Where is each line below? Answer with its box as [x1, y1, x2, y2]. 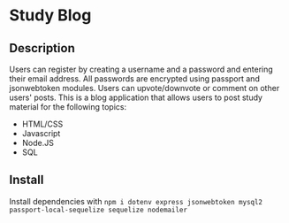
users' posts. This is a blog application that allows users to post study [9, 92, 263, 103]
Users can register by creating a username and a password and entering [9, 64, 274, 74]
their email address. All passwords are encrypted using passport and [9, 73, 261, 84]
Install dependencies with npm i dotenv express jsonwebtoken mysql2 [9, 196, 263, 206]
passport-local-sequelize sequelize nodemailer [9, 205, 188, 214]
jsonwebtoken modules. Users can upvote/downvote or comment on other [9, 83, 280, 93]
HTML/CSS [21, 119, 64, 129]
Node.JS [21, 138, 55, 148]
